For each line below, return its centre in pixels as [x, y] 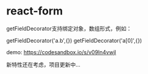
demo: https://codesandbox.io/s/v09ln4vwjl [61, 52]
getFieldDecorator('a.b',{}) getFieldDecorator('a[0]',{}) [74, 40]
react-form [35, 11]
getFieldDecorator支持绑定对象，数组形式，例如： [69, 28]
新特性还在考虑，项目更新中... [44, 64]
